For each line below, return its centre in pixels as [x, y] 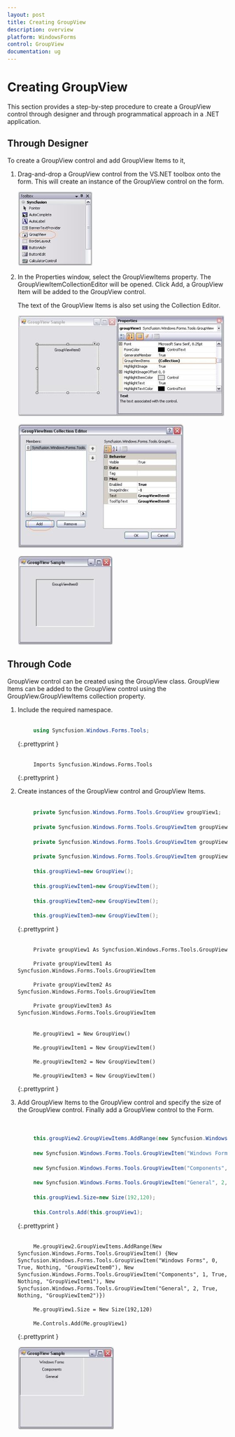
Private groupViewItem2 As [72, 985]
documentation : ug [34, 52]
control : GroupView [36, 44]
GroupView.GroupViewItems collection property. [76, 696]
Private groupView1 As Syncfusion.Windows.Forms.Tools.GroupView [130, 950]
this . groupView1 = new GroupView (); [84, 872]
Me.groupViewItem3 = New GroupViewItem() [94, 1076]
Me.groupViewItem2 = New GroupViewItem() [94, 1062]
